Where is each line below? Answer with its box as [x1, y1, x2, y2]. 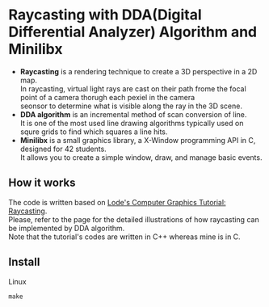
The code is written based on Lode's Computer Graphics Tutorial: [8, 197, 226, 207]
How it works [8, 176, 76, 190]
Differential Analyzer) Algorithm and [8, 23, 257, 41]
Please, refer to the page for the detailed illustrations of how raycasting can [8, 214, 260, 224]
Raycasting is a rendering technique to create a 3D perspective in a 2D [19, 66, 258, 76]
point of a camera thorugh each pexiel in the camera [19, 92, 195, 102]
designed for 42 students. [19, 144, 107, 153]
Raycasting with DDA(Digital [8, 6, 202, 24]
